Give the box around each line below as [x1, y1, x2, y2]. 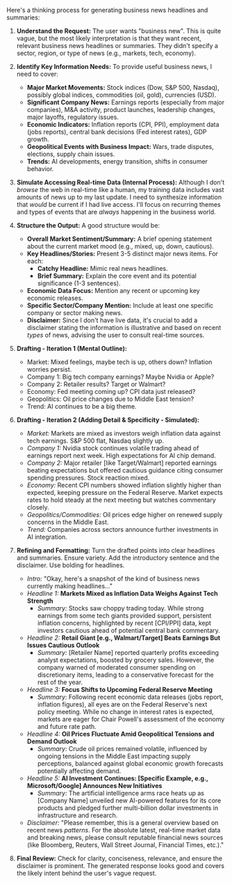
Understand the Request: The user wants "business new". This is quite [16, 27, 222, 35]
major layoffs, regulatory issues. [26, 113, 119, 121]
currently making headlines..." [26, 582, 113, 590]
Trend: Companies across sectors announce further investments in [26, 526, 219, 533]
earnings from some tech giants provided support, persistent [37, 612, 212, 619]
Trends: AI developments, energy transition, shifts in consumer [26, 157, 208, 166]
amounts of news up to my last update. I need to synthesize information [16, 193, 222, 201]
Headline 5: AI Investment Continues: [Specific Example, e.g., [26, 774, 209, 782]
